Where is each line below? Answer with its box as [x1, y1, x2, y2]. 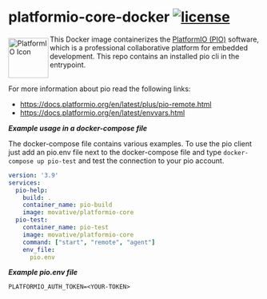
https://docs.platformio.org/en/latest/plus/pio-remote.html [19, 99, 212, 109]
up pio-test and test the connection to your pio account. [37, 156, 225, 165]
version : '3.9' [8, 171, 59, 179]
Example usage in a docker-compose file [8, 123, 148, 133]
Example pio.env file [8, 268, 78, 277]
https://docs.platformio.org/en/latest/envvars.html [19, 108, 185, 118]
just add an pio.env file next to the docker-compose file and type [8, 147, 222, 157]
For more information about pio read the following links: [8, 84, 191, 94]
